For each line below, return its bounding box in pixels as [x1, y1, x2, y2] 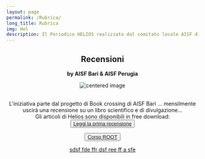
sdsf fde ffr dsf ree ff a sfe [69, 146, 136, 153]
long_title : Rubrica [6, 20, 59, 26]
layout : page [6, 8, 40, 15]
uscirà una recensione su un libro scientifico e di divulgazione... [22, 106, 183, 113]
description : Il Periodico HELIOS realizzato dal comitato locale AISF [6, 32, 192, 38]
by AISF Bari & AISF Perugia [67, 70, 138, 77]
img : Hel [6, 25, 29, 32]
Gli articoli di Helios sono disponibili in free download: [35, 113, 170, 120]
